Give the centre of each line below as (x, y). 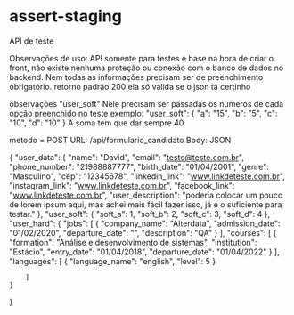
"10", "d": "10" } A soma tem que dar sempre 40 (97, 123)
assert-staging (65, 16)
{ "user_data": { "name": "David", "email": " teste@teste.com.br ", (127, 157)
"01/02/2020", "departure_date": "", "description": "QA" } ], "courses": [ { (143, 232)
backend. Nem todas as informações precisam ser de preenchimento (136, 77)
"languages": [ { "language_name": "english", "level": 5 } (113, 261)
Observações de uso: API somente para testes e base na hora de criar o (142, 58)
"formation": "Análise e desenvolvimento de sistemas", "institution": (133, 242)
